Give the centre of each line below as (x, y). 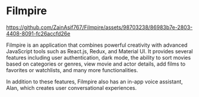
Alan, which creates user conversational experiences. (72, 88)
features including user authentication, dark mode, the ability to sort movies (99, 57)
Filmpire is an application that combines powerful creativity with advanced (97, 45)
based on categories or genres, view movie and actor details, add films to (96, 64)
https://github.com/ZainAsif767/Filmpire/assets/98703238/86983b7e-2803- (99, 27)
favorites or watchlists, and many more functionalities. (72, 70)
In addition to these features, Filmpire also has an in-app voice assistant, (94, 82)
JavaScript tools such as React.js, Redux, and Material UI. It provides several (99, 51)
